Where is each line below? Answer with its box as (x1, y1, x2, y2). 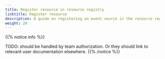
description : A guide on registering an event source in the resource (5, 16, 153, 21)
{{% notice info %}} (5, 34, 45, 40)
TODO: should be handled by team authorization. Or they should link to (5, 43, 148, 49)
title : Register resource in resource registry (5, 7, 105, 12)
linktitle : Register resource (5, 12, 67, 17)
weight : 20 (5, 20, 27, 26)
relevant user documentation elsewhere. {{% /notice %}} (5, 49, 120, 55)
